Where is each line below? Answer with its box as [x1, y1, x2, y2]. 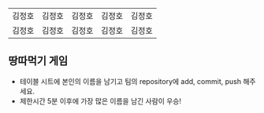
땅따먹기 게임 [8, 54, 69, 67]
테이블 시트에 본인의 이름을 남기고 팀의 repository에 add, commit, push [19, 76, 242, 86]
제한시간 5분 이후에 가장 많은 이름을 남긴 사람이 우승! [19, 96, 181, 105]
